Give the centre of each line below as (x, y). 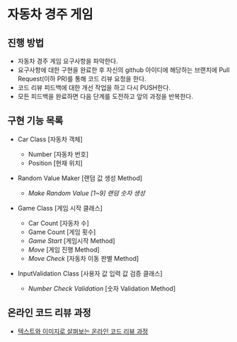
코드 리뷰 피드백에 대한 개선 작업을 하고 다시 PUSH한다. (94, 88)
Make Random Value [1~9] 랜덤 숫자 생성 (87, 193)
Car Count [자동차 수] (59, 223)
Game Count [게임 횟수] (62, 232)
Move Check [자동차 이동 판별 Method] (83, 258)
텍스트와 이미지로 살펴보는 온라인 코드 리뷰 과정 (83, 331)
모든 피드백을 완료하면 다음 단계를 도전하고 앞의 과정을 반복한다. (105, 96)
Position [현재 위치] (55, 163)
